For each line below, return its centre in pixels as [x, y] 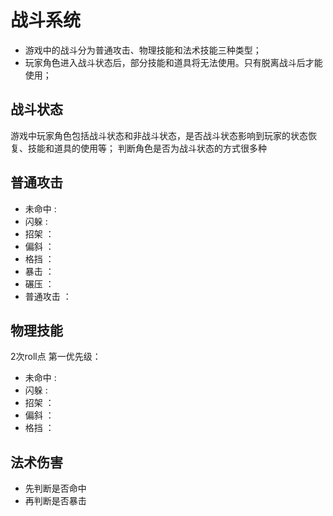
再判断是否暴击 [55, 501]
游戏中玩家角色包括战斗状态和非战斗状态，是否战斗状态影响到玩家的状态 [159, 135]
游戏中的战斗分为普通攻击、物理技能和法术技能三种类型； [143, 50]
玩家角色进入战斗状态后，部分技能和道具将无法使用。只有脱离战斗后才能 [173, 62]
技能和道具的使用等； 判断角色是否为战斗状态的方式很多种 [147, 148]
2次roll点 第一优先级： [56, 357]
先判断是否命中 [55, 488]
